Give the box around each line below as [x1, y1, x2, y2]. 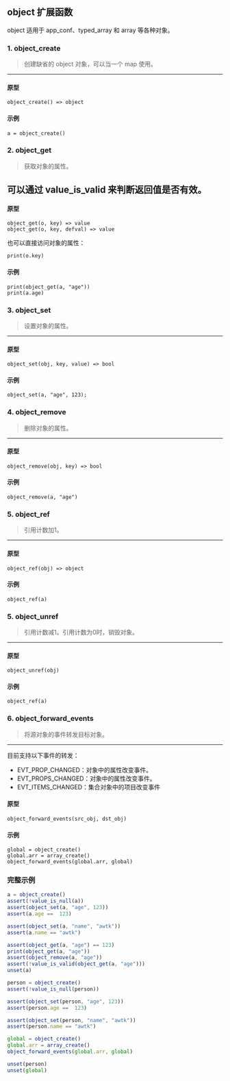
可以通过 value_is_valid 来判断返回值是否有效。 [7, 184, 207, 196]
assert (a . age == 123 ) [7, 911, 72, 917]
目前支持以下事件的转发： [7, 751, 79, 759]
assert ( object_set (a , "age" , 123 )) [7, 904, 109, 911]
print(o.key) [7, 253, 44, 259]
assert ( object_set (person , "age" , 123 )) [7, 998, 125, 1005]
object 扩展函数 [7, 6, 73, 18]
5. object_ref [7, 509, 50, 519]
